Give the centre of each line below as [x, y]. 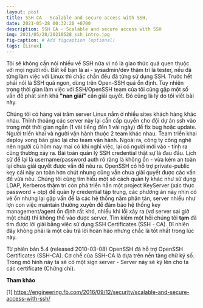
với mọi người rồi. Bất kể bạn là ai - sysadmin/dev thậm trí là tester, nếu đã [99, 70]
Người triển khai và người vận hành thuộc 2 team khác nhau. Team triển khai [102, 133]
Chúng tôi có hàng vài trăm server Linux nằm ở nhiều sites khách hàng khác [101, 114]
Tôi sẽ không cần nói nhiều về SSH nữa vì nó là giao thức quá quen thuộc [98, 63]
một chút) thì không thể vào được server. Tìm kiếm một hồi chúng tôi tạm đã [102, 218]
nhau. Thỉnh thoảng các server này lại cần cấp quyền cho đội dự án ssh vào [101, 120]
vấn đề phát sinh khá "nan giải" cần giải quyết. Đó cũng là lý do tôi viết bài [100, 96]
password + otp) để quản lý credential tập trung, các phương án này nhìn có [101, 192]
